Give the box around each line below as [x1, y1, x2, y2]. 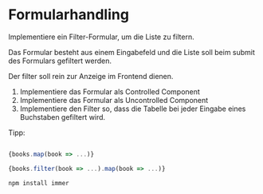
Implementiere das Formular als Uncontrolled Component [19, 95, 209, 105]
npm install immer [8, 179, 69, 187]
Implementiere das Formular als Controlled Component [19, 86, 201, 97]
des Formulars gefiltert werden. [8, 56, 112, 65]
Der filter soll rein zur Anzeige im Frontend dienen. [8, 71, 174, 81]
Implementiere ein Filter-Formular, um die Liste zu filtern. [8, 32, 194, 42]
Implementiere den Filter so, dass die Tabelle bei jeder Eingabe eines [19, 104, 246, 113]
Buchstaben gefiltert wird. [19, 112, 106, 121]
